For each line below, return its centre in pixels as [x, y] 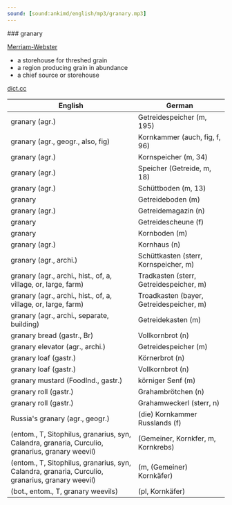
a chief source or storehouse [58, 75]
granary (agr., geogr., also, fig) [60, 141]
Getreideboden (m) [169, 200]
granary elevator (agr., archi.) [58, 346]
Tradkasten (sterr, [167, 276]
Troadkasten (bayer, [171, 295]
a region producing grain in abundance [72, 67]
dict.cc [17, 88]
